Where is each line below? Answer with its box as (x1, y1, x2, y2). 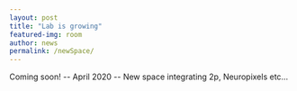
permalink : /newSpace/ (9, 47, 94, 56)
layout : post (9, 13, 58, 23)
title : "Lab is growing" (9, 22, 103, 31)
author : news (9, 38, 58, 48)
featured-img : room (9, 30, 83, 39)
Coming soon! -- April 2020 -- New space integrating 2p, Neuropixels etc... (9, 71, 289, 82)
